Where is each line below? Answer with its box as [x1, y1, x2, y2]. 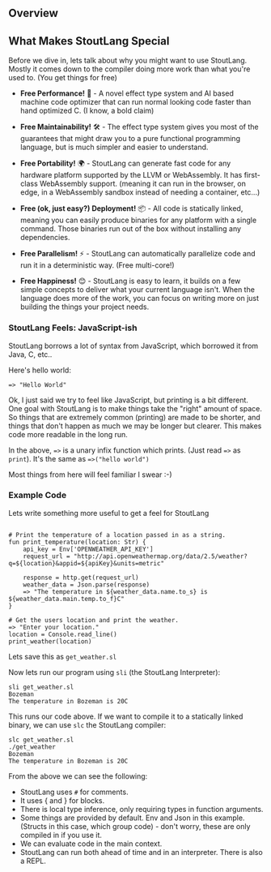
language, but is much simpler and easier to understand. [19, 142, 209, 152]
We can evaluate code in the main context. [19, 839, 163, 848]
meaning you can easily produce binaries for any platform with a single [19, 215, 257, 226]
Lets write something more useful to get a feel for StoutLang [8, 508, 210, 518]
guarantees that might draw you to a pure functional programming [19, 134, 241, 144]
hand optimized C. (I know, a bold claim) [19, 105, 155, 116]
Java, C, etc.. [8, 349, 53, 359]
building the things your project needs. [19, 302, 150, 311]
